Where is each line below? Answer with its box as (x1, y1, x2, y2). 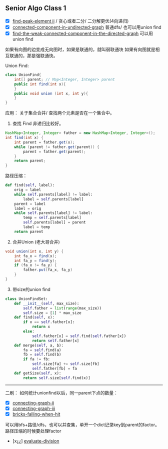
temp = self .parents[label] (23, 215, 81, 220)
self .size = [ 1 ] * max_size (23, 310, 81, 315)
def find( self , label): (5, 182, 55, 188)
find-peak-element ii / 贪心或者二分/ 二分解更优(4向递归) (12, 17, 129, 24)
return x (31, 324, 50, 329)
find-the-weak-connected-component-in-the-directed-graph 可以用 (12, 30, 153, 36)
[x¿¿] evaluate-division (12, 437, 59, 444)
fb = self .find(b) (23, 352, 61, 357)
